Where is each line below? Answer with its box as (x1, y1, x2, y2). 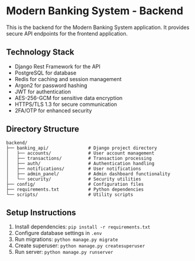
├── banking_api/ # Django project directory (6, 145, 158, 151)
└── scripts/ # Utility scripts (6, 191, 134, 198)
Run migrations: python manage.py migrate (14, 236, 118, 243)
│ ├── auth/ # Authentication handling (6, 160, 155, 166)
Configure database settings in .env (14, 230, 102, 237)
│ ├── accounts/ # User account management (6, 150, 155, 156)
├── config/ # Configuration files (6, 181, 144, 187)
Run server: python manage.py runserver (14, 249, 113, 256)
